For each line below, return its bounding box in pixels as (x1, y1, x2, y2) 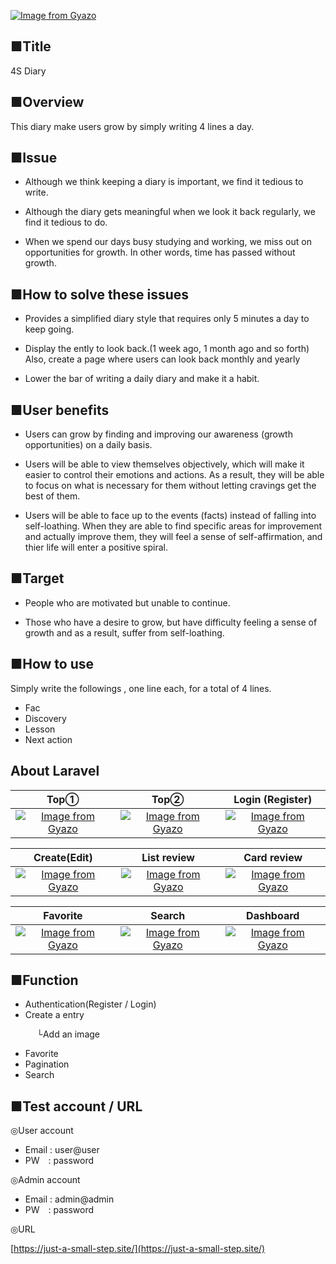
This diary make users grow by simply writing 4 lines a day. (10, 120, 255, 132)
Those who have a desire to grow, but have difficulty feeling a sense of (24, 616, 318, 628)
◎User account (10, 1125, 74, 1137)
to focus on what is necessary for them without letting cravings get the (24, 480, 317, 492)
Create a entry (24, 1009, 85, 1021)
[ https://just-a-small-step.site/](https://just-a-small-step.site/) (10, 1243, 266, 1255)
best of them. (24, 490, 81, 502)
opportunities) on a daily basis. (24, 439, 153, 451)
